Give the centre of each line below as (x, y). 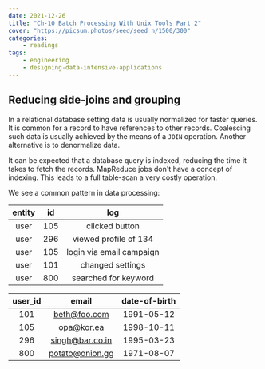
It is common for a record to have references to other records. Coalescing (130, 128)
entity (24, 212)
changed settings (113, 264)
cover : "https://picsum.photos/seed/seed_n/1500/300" (100, 30)
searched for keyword (113, 278)
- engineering (46, 61)
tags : (17, 53)
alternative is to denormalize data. (64, 145)
